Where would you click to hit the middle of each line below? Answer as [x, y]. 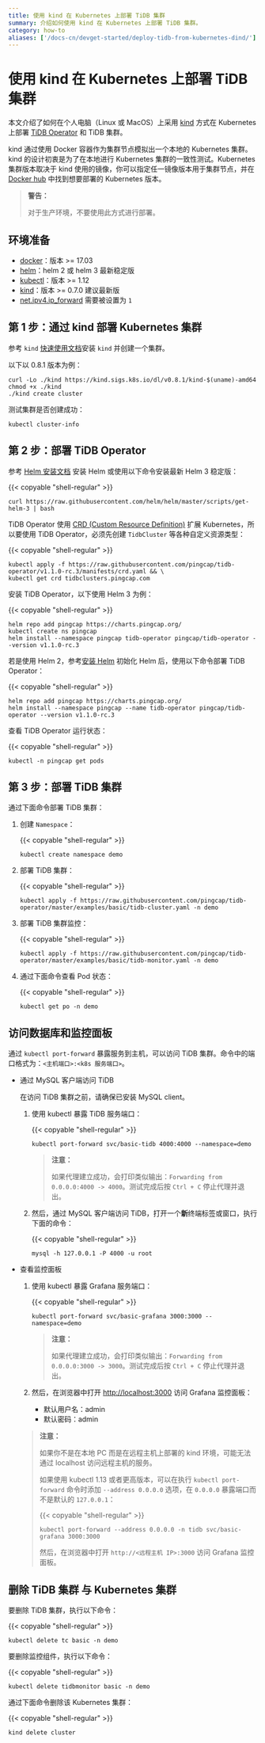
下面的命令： [52, 1224]
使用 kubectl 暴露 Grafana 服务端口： [92, 1286]
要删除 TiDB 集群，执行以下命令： [63, 1610]
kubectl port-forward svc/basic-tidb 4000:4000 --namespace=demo [141, 1144]
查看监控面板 [40, 1269]
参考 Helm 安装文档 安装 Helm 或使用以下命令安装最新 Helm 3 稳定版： [123, 471]
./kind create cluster [45, 394]
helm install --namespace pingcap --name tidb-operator [102, 708]
